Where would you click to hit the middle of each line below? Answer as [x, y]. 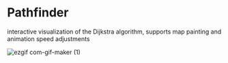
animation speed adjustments [48, 38]
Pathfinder [38, 13]
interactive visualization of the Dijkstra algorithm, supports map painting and [114, 32]
